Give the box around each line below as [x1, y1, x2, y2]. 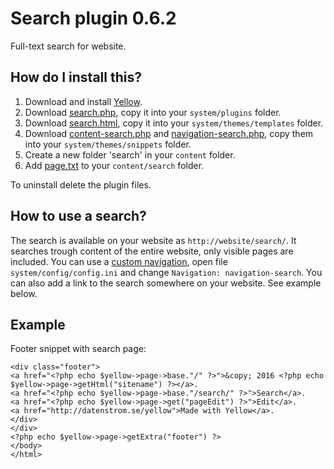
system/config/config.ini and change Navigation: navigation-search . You [10, 266, 323, 278]
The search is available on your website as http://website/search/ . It [10, 234, 297, 246]
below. [10, 287, 38, 299]
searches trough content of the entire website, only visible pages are [10, 245, 294, 257]
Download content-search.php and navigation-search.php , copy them [24, 127, 314, 139]
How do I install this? [10, 69, 142, 86]
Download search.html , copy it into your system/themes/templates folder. [24, 117, 324, 129]
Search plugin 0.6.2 [10, 7, 177, 30]
